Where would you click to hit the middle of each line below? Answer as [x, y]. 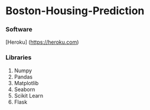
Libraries [19, 57]
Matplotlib [26, 83]
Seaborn [25, 89]
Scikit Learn [29, 95]
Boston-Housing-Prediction [75, 11]
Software [19, 30]
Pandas [23, 77]
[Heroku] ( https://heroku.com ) [42, 42]
